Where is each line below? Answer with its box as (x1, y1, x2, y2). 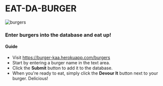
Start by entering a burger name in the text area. (12, 60, 110, 66)
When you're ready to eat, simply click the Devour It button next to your (12, 70, 159, 76)
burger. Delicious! (12, 76, 48, 82)
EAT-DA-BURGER (5, 3, 77, 14)
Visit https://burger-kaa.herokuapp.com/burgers (12, 55, 110, 60)
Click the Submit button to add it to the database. (12, 65, 113, 71)
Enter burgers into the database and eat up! (5, 31, 112, 38)
